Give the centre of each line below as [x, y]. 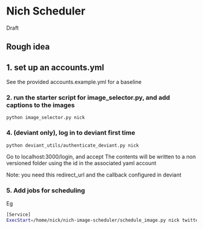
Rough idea [28, 47]
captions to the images [40, 105]
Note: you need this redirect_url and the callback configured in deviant [94, 175]
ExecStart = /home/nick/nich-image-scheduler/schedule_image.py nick [93, 220]
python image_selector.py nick [46, 118]
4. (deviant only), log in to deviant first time [71, 133]
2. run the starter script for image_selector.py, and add [88, 98]
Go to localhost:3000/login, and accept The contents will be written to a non [101, 156]
